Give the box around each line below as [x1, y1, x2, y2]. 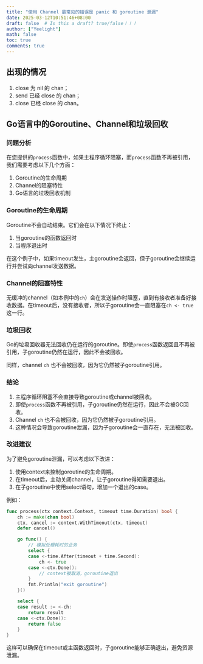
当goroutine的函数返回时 [15, 234, 77, 241]
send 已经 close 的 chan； [15, 92, 81, 99]
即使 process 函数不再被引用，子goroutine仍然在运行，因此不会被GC [15, 400, 184, 408]
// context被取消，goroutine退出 [38, 570, 119, 576]
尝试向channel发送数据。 [16, 262, 80, 270]
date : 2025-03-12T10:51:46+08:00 [6, 15, 91, 21]
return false [28, 621, 61, 627]
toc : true [6, 37, 32, 43]
